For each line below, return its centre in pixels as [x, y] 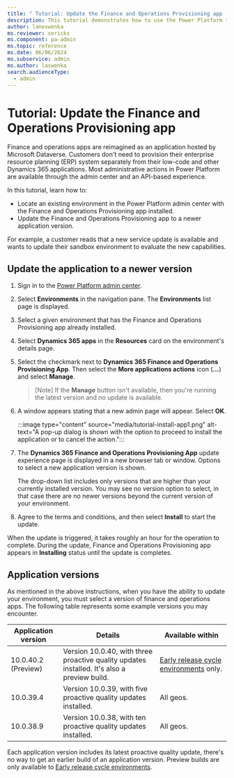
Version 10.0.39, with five [106, 689]
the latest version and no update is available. [99, 397]
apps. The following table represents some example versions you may [108, 606]
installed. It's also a [94, 669]
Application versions [53, 575]
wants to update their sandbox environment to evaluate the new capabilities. [117, 247]
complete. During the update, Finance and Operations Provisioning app [109, 545]
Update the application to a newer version [100, 269]
